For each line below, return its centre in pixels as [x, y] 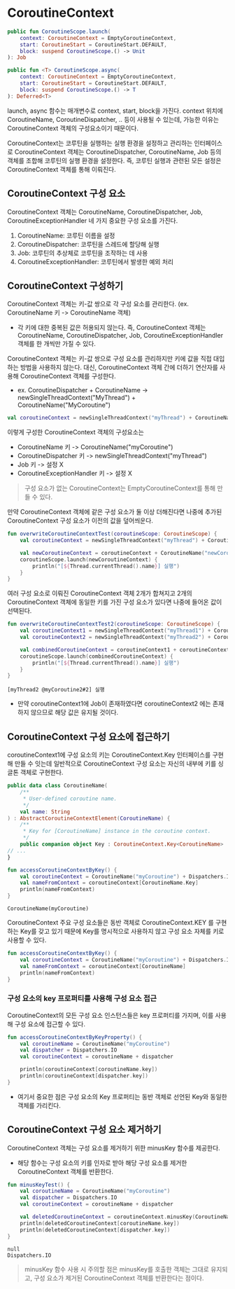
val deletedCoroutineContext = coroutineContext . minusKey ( [108, 1217]
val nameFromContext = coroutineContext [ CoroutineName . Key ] [109, 883]
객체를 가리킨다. [39, 1105]
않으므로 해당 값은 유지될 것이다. [74, 712]
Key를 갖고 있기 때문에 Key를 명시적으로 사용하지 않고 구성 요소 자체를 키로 [122, 931]
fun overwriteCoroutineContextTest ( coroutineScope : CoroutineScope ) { [112, 534]
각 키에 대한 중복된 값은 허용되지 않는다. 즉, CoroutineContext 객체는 [112, 328]
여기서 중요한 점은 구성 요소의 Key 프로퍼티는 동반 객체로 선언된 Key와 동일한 [122, 1096]
